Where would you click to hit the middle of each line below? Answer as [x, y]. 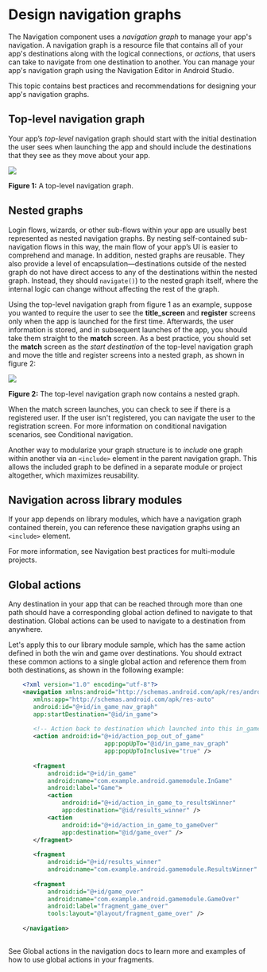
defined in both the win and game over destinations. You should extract [125, 653]
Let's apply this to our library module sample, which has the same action [127, 645]
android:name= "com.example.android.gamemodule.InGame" [140, 780]
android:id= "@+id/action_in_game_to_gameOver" [140, 825]
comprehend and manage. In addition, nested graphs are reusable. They [126, 255]
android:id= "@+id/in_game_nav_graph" [95, 707]
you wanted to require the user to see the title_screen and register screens [132, 312]
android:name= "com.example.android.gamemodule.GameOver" [143, 899]
